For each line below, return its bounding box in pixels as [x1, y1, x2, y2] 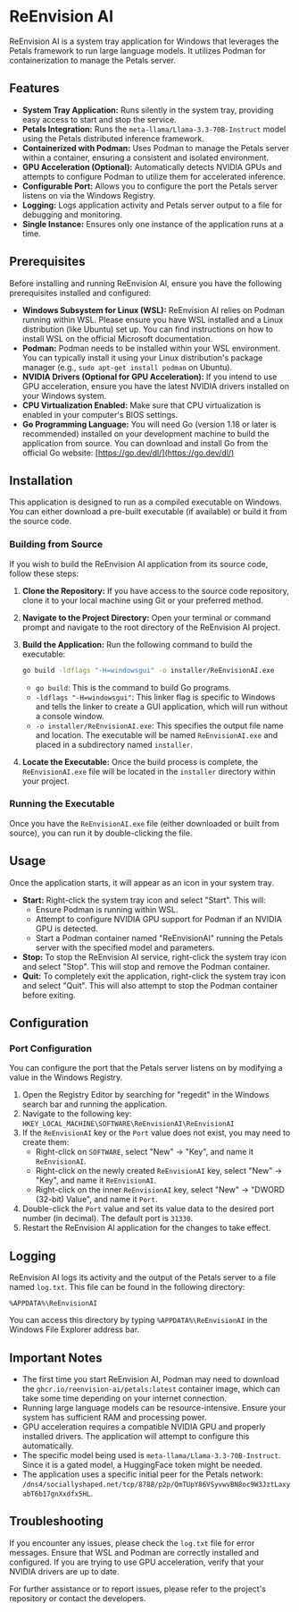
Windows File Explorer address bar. [9, 1324, 140, 1335]
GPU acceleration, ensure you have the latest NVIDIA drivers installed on [21, 380, 290, 391]
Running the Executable [9, 798, 115, 810]
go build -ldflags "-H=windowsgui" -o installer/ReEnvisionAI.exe [21, 666, 275, 674]
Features [9, 81, 60, 96]
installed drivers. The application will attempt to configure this [21, 1430, 250, 1441]
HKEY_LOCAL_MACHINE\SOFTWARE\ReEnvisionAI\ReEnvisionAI [21, 1120, 235, 1129]
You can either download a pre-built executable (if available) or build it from [9, 506, 287, 517]
